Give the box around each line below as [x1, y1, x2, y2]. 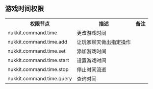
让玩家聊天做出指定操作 [76, 39, 131, 45]
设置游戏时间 [76, 57, 106, 64]
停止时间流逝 [76, 66, 106, 73]
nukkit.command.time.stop [7, 66, 69, 72]
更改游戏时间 [76, 29, 106, 36]
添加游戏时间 [76, 48, 106, 55]
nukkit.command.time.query [7, 75, 72, 82]
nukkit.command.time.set [7, 47, 66, 54]
